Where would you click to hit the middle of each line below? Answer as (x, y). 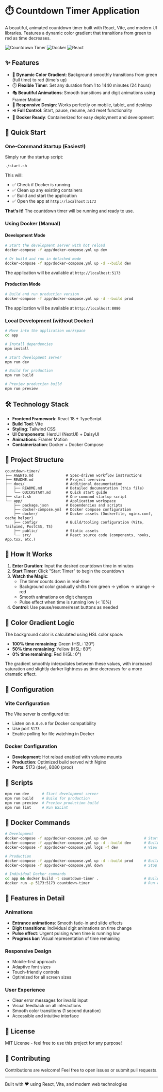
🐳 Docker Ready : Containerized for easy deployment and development (83, 117)
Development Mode (25, 235)
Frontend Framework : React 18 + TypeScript (57, 418)
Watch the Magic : (30, 576)
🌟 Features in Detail (35, 898)
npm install (17, 349)
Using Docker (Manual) (33, 224)
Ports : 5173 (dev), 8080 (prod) (43, 767)
